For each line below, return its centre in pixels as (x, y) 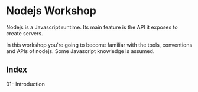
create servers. (25, 33)
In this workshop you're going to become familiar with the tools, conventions (99, 45)
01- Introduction (26, 84)
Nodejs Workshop (51, 11)
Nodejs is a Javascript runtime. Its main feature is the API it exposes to (92, 27)
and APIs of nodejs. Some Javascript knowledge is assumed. (80, 51)
